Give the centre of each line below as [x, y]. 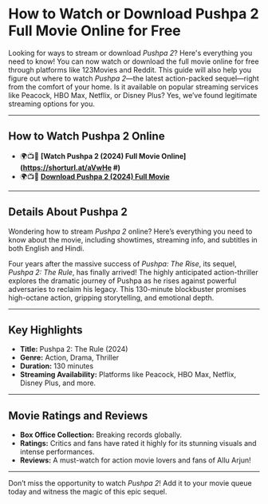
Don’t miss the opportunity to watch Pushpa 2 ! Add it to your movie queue [130, 483]
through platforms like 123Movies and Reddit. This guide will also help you [130, 69]
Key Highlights [45, 330]
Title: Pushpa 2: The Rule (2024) [74, 349]
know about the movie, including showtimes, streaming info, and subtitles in [133, 239]
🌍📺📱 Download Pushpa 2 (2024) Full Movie [95, 176]
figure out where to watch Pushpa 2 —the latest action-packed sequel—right [134, 78]
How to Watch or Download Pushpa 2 [134, 14]
